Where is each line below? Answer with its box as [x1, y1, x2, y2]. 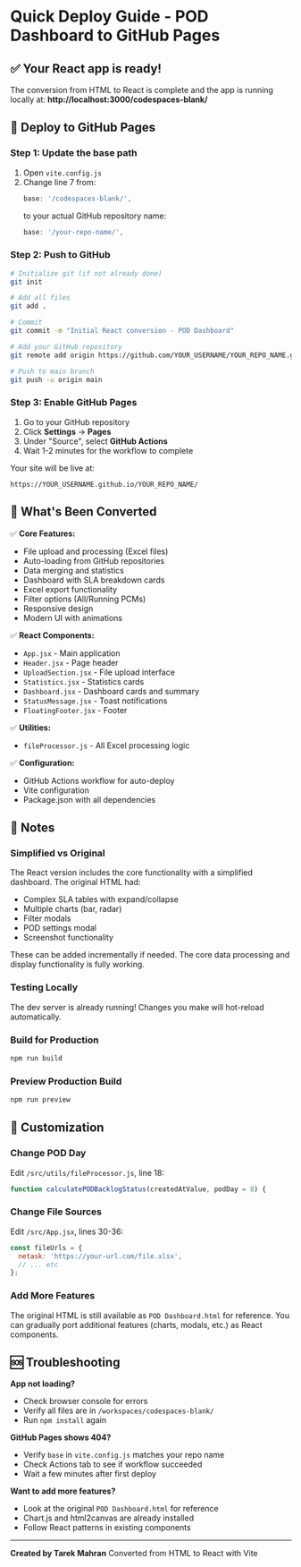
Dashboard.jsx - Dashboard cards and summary [22, 686, 200, 696]
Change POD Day [10, 1147, 87, 1160]
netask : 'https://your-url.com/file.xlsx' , [18, 1251, 182, 1261]
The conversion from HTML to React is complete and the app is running [10, 85, 273, 95]
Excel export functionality [22, 583, 118, 594]
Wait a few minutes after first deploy [22, 1469, 157, 1479]
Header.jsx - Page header [22, 657, 119, 668]
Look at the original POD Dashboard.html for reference [22, 1503, 220, 1514]
